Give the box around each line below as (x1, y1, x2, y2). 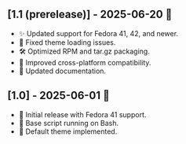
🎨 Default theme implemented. (18, 127, 118, 136)
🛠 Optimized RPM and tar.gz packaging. (18, 46, 150, 56)
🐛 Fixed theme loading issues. (18, 37, 116, 47)
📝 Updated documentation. (18, 66, 107, 76)
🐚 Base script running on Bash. (18, 118, 119, 127)
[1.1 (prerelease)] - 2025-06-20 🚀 (7, 8, 173, 21)
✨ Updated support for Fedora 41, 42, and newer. (18, 28, 178, 38)
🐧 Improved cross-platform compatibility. (18, 57, 151, 67)
